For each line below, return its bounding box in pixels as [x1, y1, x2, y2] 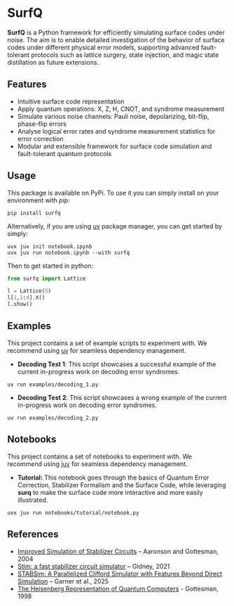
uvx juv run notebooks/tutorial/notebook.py [7, 509, 139, 516]
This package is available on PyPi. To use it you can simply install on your [7, 188, 219, 197]
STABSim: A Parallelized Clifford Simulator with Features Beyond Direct [17, 569, 223, 578]
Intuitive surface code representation [17, 97, 125, 105]
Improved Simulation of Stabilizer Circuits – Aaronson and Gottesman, [17, 547, 219, 555]
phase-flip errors [17, 120, 67, 128]
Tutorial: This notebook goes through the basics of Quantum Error [17, 473, 209, 482]
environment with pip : [7, 195, 70, 205]
